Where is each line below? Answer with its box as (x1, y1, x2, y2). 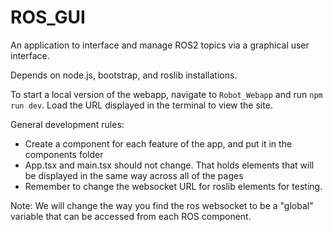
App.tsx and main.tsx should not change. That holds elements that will (24, 159, 315, 171)
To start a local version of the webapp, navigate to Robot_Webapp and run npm (10, 88, 323, 100)
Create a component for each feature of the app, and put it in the (24, 137, 293, 150)
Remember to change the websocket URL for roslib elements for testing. (24, 180, 323, 192)
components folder (24, 148, 104, 160)
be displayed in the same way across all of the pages (24, 169, 244, 181)
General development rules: (10, 118, 125, 130)
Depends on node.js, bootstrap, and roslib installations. (10, 69, 238, 81)
